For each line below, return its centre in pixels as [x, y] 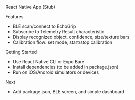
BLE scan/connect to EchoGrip [44, 26]
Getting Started [21, 52]
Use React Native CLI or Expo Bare [48, 62]
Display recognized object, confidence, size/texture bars [71, 37]
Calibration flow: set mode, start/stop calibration [62, 42]
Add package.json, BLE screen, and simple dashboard [68, 92]
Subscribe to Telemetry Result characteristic [58, 32]
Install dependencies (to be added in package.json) [65, 67]
